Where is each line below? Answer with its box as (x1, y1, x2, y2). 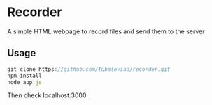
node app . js (7, 79, 42, 86)
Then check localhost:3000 (7, 91, 87, 99)
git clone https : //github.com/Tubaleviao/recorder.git (7, 65, 171, 73)
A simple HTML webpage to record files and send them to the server (7, 27, 205, 35)
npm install (7, 72, 42, 79)
